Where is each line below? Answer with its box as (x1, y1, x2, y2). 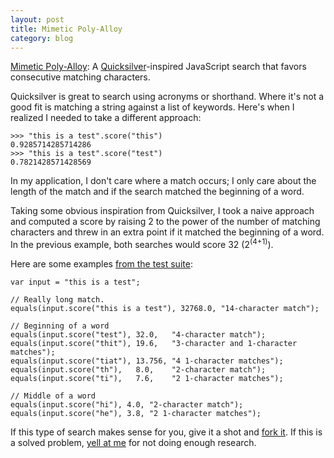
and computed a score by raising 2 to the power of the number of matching (10, 216, 321, 228)
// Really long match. (10, 295, 105, 305)
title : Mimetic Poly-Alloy (10, 24, 123, 34)
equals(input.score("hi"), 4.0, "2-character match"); (10, 400, 244, 410)
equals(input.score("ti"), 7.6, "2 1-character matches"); (10, 374, 284, 384)
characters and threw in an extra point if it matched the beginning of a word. (10, 226, 325, 238)
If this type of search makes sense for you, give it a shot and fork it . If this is (10, 426, 323, 438)
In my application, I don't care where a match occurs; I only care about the (10, 175, 317, 187)
